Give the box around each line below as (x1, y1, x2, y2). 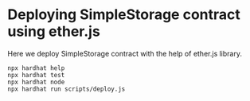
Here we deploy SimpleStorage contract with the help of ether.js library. (7, 49, 242, 58)
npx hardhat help (7, 64, 65, 72)
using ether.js (7, 22, 100, 41)
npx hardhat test (7, 71, 65, 79)
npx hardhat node (7, 78, 65, 86)
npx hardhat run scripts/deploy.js (7, 85, 126, 93)
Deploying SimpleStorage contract (7, 6, 240, 24)
